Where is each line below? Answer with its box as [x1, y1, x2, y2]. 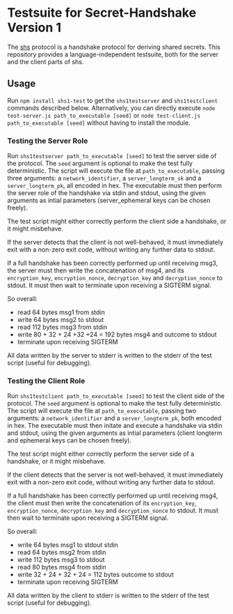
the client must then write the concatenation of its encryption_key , [7, 499, 197, 507]
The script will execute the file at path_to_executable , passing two [7, 406, 197, 415]
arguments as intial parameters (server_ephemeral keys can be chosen [7, 197, 211, 205]
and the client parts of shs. [7, 57, 84, 66]
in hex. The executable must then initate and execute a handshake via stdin [7, 422, 223, 430]
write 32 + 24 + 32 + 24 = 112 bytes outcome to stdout [17, 570, 174, 579]
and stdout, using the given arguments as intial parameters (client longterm [7, 429, 223, 437]
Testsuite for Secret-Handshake [7, 5, 197, 21]
